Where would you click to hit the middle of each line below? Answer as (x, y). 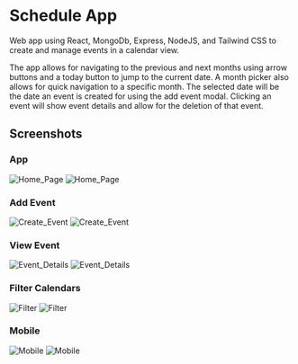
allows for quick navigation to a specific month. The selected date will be (144, 86)
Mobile (25, 331)
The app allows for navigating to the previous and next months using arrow (149, 67)
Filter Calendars (45, 289)
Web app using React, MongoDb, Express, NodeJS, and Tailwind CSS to (143, 40)
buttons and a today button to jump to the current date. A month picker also (149, 76)
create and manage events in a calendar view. (95, 49)
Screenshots (46, 134)
